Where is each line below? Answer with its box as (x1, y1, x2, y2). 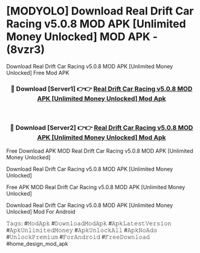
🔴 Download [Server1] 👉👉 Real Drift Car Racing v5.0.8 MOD (10, 85, 193, 93)
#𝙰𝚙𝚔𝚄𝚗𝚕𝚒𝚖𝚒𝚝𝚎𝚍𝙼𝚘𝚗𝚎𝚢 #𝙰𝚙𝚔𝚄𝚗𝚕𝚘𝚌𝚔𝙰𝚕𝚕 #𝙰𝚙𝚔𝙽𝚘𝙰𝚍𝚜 (6, 226, 158, 234)
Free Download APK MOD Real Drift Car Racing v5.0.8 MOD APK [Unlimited (6, 147, 193, 155)
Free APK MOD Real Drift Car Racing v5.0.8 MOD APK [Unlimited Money (6, 183, 185, 191)
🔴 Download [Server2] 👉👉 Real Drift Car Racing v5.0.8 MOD (10, 124, 193, 132)
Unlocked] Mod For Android (6, 208, 76, 215)
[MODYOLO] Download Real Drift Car (6, 4, 194, 18)
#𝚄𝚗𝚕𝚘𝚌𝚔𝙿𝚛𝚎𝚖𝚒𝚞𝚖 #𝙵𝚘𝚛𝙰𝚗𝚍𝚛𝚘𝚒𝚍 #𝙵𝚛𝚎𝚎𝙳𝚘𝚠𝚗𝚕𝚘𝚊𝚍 (6, 233, 150, 240)
